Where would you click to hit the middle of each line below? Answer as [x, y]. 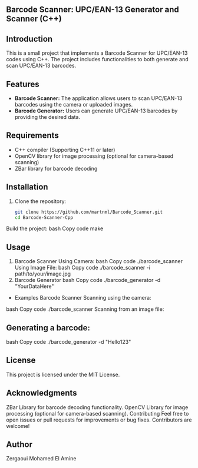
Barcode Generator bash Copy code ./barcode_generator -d [88, 280]
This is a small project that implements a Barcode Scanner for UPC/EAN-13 [97, 53]
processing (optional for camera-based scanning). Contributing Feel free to [98, 413]
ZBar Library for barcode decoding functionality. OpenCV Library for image [97, 407]
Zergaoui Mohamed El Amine [41, 459]
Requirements [32, 136]
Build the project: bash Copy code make [55, 228]
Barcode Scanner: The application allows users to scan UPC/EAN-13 [98, 98]
